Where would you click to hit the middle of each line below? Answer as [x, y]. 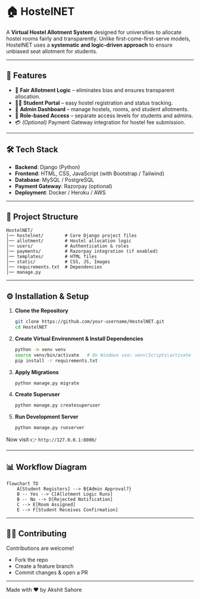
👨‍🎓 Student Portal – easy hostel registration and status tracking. [94, 103]
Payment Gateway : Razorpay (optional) [63, 186]
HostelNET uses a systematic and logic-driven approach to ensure [89, 45]
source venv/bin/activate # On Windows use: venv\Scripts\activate [103, 355]
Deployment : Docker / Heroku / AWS [60, 192]
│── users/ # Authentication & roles [68, 246]
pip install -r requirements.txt [56, 360]
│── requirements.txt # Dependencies [54, 267]
